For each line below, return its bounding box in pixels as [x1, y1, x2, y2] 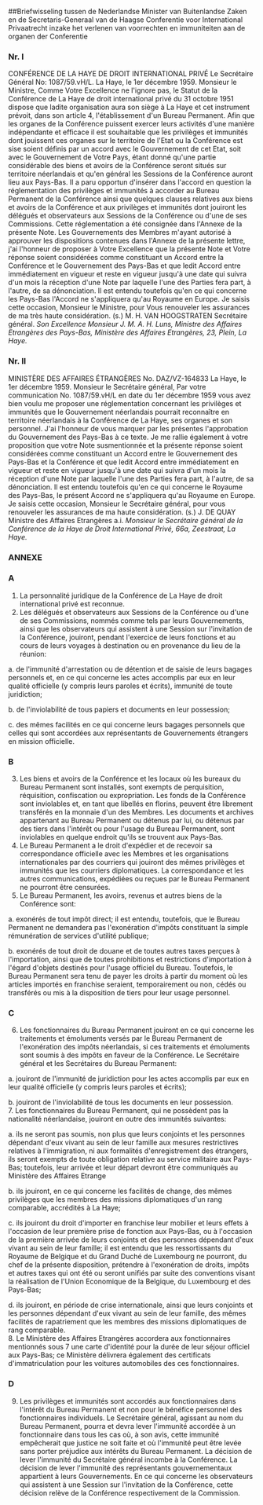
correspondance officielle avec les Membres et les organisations [19, 849, 229, 859]
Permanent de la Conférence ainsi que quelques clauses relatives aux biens [8, 194, 254, 203]
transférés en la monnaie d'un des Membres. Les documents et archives [19, 807, 254, 817]
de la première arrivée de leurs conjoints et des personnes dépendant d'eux [8, 1235, 254, 1244]
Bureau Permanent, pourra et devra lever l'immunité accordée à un [19, 1421, 236, 1430]
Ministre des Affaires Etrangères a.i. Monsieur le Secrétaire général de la [8, 515, 243, 525]
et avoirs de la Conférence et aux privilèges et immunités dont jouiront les [8, 203, 247, 212]
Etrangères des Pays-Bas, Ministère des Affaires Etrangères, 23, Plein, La [8, 328, 247, 337]
